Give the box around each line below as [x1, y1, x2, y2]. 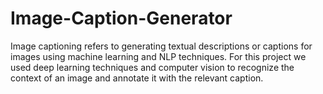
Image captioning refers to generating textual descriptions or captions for [10, 40, 313, 52]
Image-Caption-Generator [10, 7, 233, 30]
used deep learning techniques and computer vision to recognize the [10, 61, 295, 73]
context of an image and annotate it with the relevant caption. [10, 72, 264, 84]
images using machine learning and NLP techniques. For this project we [10, 50, 307, 62]
